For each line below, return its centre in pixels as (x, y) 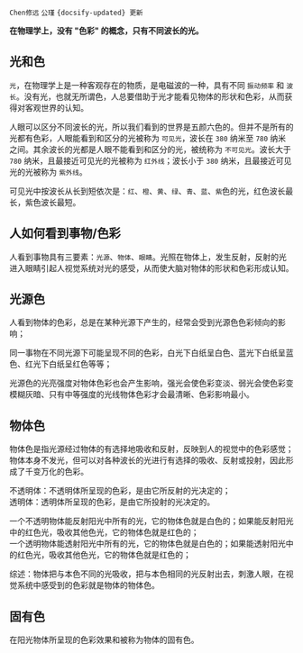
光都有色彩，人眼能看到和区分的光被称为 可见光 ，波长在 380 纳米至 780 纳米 (148, 138)
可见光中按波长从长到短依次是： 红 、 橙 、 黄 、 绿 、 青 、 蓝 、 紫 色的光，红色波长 (147, 191)
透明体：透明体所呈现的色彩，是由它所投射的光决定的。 (112, 502)
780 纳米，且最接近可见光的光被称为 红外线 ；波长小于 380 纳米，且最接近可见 (151, 160)
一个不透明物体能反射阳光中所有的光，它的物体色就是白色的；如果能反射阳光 (151, 521)
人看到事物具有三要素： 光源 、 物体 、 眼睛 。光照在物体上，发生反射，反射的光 (148, 257)
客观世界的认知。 (56, 107)
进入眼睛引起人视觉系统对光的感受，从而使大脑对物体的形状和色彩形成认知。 (151, 268)
